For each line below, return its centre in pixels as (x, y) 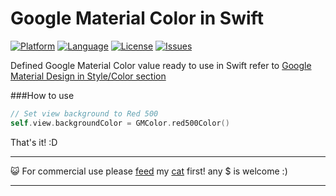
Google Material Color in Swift (137, 18)
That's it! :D (34, 142)
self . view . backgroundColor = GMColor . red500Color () (120, 123)
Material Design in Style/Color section (88, 76)
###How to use (42, 95)
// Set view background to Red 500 (84, 113)
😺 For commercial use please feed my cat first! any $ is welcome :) (149, 171)
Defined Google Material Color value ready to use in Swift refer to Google (161, 65)
